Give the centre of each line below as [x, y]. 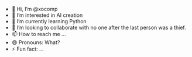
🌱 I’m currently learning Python [49, 21]
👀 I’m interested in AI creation [47, 15]
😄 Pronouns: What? [36, 42]
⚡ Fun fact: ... [28, 49]
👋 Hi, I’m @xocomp [35, 9]
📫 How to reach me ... [39, 34]
